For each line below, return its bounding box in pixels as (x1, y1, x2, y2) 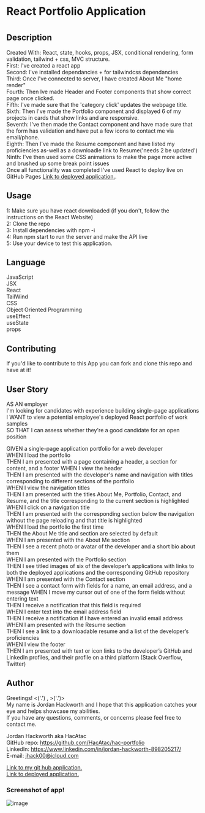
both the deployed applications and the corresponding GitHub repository (6, 569, 190, 577)
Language (6, 257, 46, 268)
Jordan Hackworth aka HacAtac (6, 732, 87, 739)
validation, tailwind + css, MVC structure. (6, 55, 110, 63)
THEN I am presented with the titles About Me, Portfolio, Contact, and (6, 491, 182, 498)
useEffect (6, 313, 31, 320)
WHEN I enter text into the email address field (6, 608, 121, 615)
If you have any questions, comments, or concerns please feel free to (6, 714, 182, 721)
